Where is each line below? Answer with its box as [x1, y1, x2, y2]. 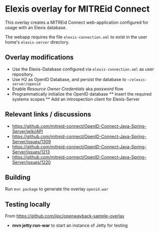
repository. [12, 71, 34, 77]
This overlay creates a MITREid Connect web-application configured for [5, 19, 149, 25]
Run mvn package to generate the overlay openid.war [5, 186, 109, 192]
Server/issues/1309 [12, 138, 51, 144]
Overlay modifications [5, 53, 74, 62]
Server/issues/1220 [12, 159, 51, 165]
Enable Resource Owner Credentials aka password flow [12, 86, 124, 92]
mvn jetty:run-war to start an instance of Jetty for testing [12, 222, 128, 229]
